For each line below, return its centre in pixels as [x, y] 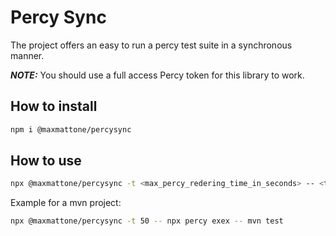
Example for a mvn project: [66, 203]
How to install [54, 106]
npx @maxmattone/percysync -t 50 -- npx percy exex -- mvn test [147, 221]
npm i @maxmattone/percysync [71, 129]
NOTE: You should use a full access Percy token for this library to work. [157, 75]
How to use [46, 161]
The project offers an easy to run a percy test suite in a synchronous [151, 45]
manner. [27, 55]
